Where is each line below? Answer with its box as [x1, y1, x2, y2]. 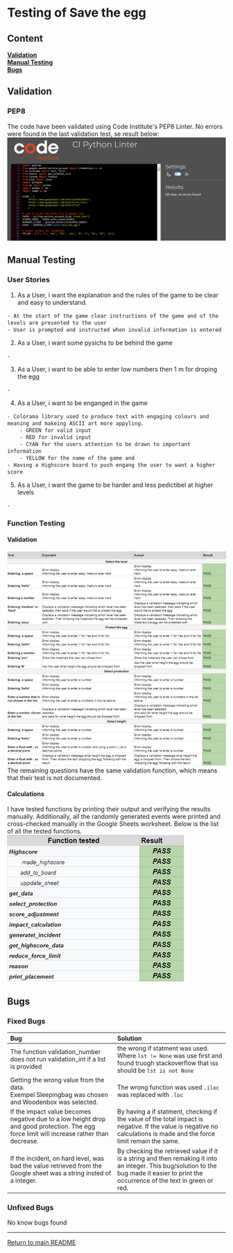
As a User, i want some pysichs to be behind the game [17, 338, 173, 347]
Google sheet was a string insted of [10, 1168, 112, 1177]
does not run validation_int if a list [10, 1055, 106, 1064]
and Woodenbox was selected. [10, 1098, 98, 1106]
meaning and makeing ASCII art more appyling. [7, 420, 144, 427]
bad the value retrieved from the [10, 1161, 103, 1170]
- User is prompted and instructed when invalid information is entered [7, 326, 222, 334]
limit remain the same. [116, 1137, 180, 1146]
